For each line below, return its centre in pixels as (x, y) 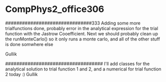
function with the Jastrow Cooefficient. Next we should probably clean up (82, 33)
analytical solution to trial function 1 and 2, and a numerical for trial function (84, 69)
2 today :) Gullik (22, 74)
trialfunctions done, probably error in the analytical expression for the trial (82, 28)
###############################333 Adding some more (73, 23)
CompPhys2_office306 (55, 9)
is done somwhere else (29, 44)
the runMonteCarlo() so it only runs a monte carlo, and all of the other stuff (82, 39)
